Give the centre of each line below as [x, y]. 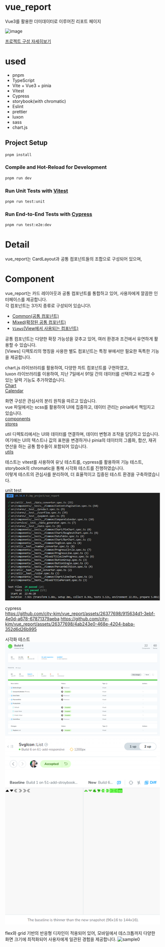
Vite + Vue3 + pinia [32, 86]
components [18, 418]
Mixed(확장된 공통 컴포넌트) [39, 322]
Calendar [14, 390]
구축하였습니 [148, 474]
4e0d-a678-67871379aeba [32, 619]
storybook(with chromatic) [39, 101]
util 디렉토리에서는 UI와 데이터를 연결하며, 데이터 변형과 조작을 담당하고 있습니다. [82, 434]
